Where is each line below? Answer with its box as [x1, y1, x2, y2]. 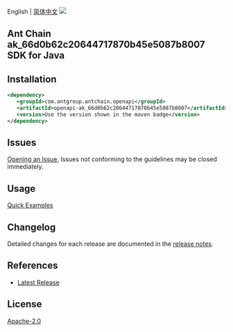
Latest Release [17, 278, 60, 286]
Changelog [7, 221, 56, 233]
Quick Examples [7, 201, 53, 210]
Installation [7, 73, 57, 85]
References [7, 260, 58, 272]
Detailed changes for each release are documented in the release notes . [7, 240, 214, 248]
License [7, 299, 42, 310]
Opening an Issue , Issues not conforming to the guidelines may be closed [7, 155, 217, 163]
